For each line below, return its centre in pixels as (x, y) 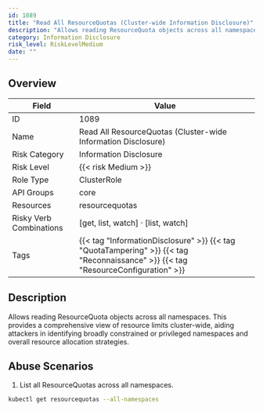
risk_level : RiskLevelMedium (56, 45)
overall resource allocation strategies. (69, 341)
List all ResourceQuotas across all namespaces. (96, 385)
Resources (32, 205)
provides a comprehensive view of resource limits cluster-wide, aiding (121, 325)
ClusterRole (101, 180)
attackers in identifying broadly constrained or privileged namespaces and (128, 333)
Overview (32, 84)
